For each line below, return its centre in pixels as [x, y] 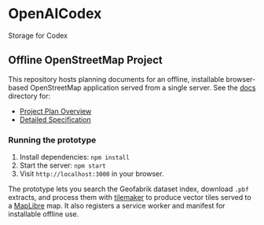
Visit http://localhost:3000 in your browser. [92, 174]
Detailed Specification [55, 120]
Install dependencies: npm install [74, 157]
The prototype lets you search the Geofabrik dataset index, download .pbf [128, 189]
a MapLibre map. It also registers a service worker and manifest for [117, 206]
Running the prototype [52, 140]
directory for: [29, 96]
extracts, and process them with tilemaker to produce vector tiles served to [130, 197]
